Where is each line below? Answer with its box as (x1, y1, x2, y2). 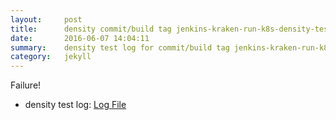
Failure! (10, 79, 42, 91)
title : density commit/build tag (10, 24, 172, 34)
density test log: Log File (24, 99, 127, 111)
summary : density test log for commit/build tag (10, 42, 230, 53)
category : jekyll (10, 52, 92, 62)
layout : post (10, 14, 83, 25)
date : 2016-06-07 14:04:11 (10, 33, 150, 43)
